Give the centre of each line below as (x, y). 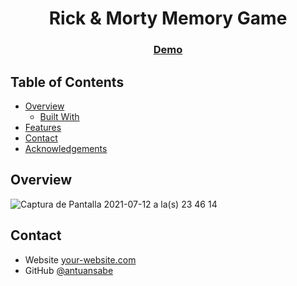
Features (43, 127)
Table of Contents (67, 82)
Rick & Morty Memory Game (168, 18)
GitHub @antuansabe (69, 270)
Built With (59, 116)
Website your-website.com (80, 259)
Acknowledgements (66, 148)
